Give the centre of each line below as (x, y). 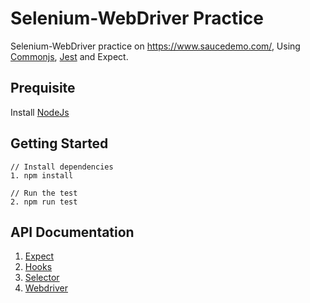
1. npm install (42, 175)
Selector (42, 278)
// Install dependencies (62, 167)
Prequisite (43, 88)
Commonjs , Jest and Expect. (69, 56)
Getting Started (59, 143)
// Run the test (44, 193)
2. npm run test (44, 202)
